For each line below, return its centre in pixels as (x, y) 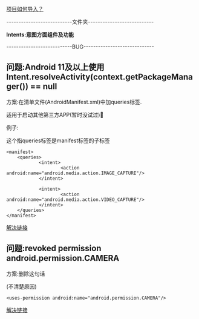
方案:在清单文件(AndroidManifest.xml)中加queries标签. (74, 102)
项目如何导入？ (25, 9)
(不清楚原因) (22, 286)
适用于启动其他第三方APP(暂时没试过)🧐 (55, 114)
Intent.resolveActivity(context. (66, 77)
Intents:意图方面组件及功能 (40, 35)
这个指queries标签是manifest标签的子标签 (58, 140)
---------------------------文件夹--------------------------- (80, 22)
